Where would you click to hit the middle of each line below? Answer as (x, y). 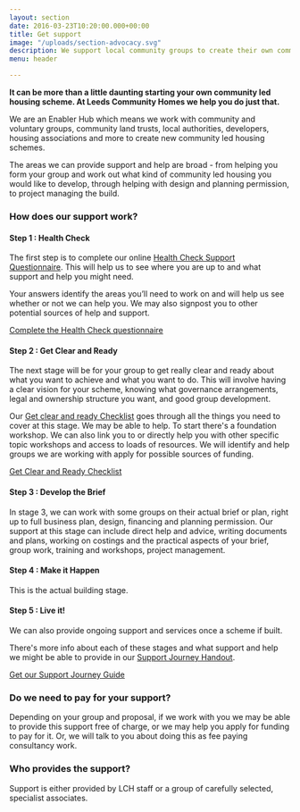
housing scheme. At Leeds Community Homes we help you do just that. (145, 102)
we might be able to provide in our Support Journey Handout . (122, 657)
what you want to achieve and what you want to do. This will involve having (148, 380)
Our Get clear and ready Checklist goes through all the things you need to (145, 416)
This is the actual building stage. (69, 590)
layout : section (39, 17)
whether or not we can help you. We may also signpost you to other (134, 304)
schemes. (27, 147)
